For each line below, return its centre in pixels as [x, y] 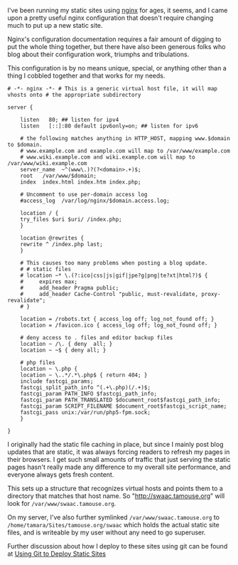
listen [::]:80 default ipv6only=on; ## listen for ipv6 [109, 126]
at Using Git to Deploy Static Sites [57, 554]
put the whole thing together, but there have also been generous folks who [117, 47]
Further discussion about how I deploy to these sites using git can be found [118, 546]
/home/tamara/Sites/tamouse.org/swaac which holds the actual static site [114, 525]
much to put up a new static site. [55, 25]
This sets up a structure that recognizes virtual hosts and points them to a [115, 488]
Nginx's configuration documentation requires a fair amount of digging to [114, 39]
